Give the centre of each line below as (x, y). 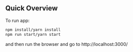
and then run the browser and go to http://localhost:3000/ (67, 44)
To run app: (17, 20)
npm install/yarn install (33, 30)
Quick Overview (32, 8)
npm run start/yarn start (33, 34)
